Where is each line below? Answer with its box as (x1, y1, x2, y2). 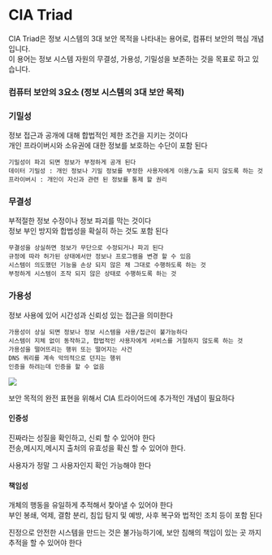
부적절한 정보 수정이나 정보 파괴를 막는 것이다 (8, 216, 152, 225)
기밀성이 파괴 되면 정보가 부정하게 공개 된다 (8, 159, 136, 167)
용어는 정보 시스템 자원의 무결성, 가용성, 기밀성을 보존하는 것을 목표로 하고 (16, 54, 251, 63)
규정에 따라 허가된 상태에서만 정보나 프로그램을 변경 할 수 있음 (8, 252, 192, 261)
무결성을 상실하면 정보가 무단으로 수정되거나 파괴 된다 (8, 244, 164, 252)
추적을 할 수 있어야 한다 (8, 538, 83, 548)
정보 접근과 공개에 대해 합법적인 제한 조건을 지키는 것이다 (8, 130, 188, 140)
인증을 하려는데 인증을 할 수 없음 (8, 362, 105, 371)
